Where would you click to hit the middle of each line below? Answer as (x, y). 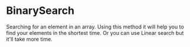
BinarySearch (40, 11)
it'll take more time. (30, 39)
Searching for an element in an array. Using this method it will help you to (95, 27)
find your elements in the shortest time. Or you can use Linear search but (95, 32)
